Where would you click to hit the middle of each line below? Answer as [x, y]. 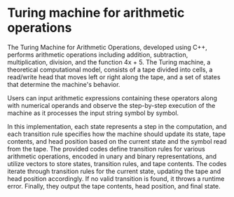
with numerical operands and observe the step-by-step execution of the [111, 105]
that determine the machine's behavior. [64, 84]
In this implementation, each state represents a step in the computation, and [117, 126]
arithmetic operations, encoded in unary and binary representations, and [112, 156]
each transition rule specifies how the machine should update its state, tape [117, 134]
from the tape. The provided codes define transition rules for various [106, 149]
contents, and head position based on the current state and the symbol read [117, 141]
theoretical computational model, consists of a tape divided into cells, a [110, 69]
